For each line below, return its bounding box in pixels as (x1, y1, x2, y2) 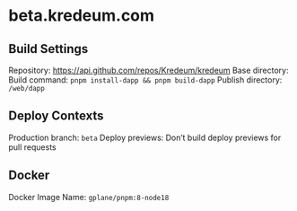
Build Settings (8, 41, 89, 57)
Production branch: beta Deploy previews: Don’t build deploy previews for (8, 132, 282, 143)
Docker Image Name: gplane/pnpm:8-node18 (8, 191, 170, 202)
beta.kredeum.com (8, 5, 154, 26)
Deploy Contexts (8, 109, 104, 124)
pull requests (8, 141, 57, 153)
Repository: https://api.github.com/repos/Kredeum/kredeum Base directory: (8, 65, 289, 75)
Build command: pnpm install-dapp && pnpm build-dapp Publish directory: (8, 75, 283, 85)
